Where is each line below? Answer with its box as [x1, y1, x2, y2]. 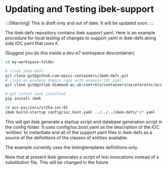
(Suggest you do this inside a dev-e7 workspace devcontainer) [5, 50, 135, 56]
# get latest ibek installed [5, 91, 66, 97]
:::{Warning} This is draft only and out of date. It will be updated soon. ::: [5, 20, 154, 26]
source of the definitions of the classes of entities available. [5, 135, 128, 141]
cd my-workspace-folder [5, 59, 55, 64]
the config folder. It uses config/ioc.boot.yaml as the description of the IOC [5, 124, 160, 130]
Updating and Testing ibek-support [5, 3, 154, 15]
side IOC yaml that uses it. [5, 40, 59, 46]
